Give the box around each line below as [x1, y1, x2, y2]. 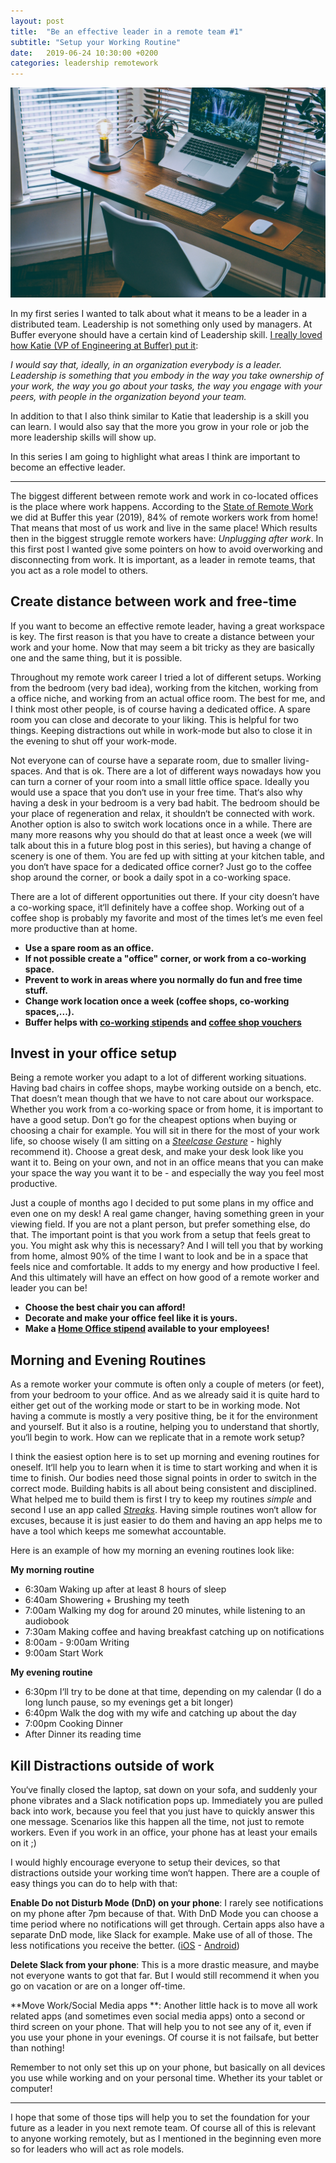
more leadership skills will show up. [10, 431, 157, 443]
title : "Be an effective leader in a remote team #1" [10, 26, 244, 37]
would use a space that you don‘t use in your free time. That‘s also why [10, 786, 303, 798]
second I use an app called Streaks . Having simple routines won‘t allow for [10, 1504, 317, 1516]
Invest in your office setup [10, 1045, 177, 1062]
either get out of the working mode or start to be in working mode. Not [10, 1400, 301, 1412]
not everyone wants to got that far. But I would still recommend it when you [10, 1970, 320, 1982]
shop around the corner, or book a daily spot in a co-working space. [10, 871, 292, 883]
